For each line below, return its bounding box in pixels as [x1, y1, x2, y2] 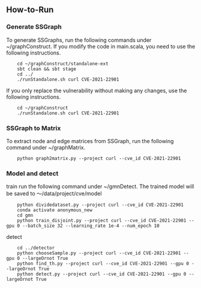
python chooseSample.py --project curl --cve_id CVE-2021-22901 [17, 250, 181, 256]
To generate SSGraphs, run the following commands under [6, 36, 152, 44]
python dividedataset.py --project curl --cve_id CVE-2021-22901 [17, 202, 184, 208]
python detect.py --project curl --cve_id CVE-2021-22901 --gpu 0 [17, 271, 187, 277]
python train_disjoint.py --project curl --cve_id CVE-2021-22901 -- [17, 218, 195, 224]
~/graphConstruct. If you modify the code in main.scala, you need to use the [6, 43, 196, 50]
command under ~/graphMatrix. [6, 144, 86, 151]
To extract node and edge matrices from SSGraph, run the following [6, 137, 174, 144]
